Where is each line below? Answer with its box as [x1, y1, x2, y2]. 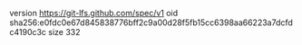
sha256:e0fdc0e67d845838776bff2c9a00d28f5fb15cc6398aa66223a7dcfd [9, 17, 293, 28]
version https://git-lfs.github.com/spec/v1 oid [9, 8, 179, 18]
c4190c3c [9, 27, 47, 37]
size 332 [48, 27, 81, 37]
